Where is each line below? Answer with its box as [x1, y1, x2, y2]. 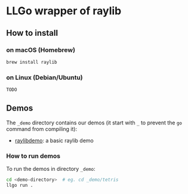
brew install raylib [6, 59, 58, 65]
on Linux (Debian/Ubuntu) [6, 73, 84, 82]
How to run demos [6, 152, 61, 160]
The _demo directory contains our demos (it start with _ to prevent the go [6, 119, 182, 126]
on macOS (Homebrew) [6, 46, 76, 54]
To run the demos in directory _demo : [6, 165, 95, 173]
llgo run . [6, 182, 33, 188]
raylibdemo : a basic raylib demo [14, 137, 94, 144]
